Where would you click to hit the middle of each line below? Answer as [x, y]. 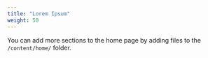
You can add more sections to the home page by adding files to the [104, 40]
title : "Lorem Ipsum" [39, 14]
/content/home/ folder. [39, 48]
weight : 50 [23, 20]
